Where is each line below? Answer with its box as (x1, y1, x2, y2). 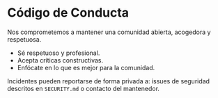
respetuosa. (7, 35, 42, 43)
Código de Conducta (7, 5, 130, 21)
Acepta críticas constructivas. (17, 56, 103, 64)
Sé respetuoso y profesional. (17, 49, 100, 57)
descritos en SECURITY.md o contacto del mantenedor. (7, 84, 160, 92)
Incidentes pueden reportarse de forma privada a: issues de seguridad (7, 76, 210, 85)
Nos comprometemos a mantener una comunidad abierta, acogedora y (7, 28, 211, 36)
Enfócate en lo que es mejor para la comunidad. (17, 63, 155, 72)
